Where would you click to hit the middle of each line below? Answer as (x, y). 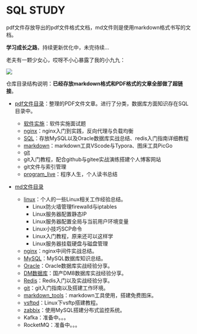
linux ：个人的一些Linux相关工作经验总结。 (75, 199)
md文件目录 (29, 186)
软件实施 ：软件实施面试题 (55, 123)
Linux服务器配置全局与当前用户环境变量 (80, 221)
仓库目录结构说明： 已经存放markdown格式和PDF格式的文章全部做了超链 (95, 83)
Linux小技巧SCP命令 (57, 229)
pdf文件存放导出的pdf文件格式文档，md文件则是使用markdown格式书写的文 (98, 27)
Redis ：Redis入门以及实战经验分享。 (68, 280)
